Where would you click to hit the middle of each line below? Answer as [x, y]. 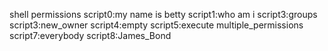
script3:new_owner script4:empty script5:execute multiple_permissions [156, 25]
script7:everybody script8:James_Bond [90, 35]
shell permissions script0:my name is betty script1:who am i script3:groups [163, 14]
